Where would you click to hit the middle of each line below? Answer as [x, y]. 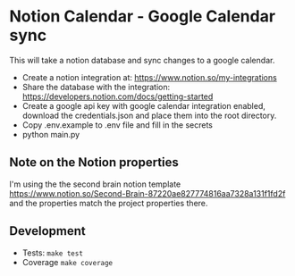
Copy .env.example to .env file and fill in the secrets [117, 125]
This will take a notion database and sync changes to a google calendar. [142, 60]
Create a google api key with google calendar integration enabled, [143, 105]
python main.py [51, 134]
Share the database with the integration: [96, 87]
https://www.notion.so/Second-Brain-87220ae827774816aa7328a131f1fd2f [147, 193]
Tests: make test [52, 253]
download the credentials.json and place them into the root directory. [149, 115]
